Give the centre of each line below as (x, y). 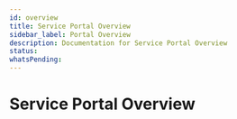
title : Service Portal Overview (70, 26)
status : (24, 51)
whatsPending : (36, 59)
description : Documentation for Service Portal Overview (118, 43)
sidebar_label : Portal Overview (70, 34)
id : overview (34, 18)
